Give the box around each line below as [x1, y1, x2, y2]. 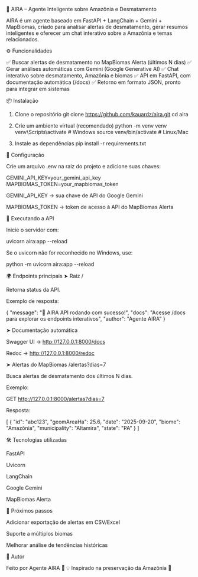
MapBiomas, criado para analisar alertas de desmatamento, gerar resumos [6, 24, 188, 30]
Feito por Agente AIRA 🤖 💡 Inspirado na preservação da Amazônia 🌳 [6, 565, 172, 571]
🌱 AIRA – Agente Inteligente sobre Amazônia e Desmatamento [6, 6, 157, 12]
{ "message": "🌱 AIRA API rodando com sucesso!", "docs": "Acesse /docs [6, 309, 186, 316]
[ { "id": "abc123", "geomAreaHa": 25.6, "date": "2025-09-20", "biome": [6, 418, 180, 425]
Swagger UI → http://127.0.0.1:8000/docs [6, 338, 106, 345]
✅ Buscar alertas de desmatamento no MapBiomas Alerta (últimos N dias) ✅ [6, 59, 192, 66]
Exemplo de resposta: [6, 298, 59, 304]
